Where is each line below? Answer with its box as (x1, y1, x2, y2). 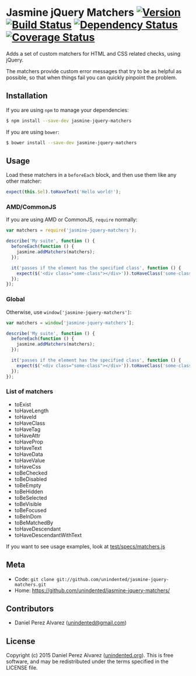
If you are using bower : (6, 128, 60, 135)
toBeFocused (14, 507, 47, 514)
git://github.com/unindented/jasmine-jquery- (56, 576, 169, 582)
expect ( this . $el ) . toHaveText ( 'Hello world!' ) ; (6, 189, 121, 195)
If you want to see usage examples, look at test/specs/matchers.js (6, 542, 165, 550)
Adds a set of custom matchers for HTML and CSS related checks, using (6, 50, 181, 57)
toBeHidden (14, 488, 44, 495)
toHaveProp (14, 438, 44, 445)
